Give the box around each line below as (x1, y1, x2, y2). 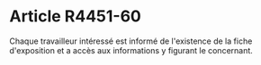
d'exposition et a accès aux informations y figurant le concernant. (9, 45, 254, 55)
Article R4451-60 (9, 6, 141, 27)
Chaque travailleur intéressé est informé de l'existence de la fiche (9, 36, 253, 46)
